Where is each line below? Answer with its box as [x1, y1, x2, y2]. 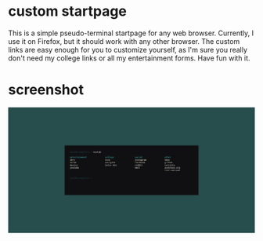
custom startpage [8, 2, 128, 20]
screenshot [8, 81, 85, 99]
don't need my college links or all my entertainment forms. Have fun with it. [8, 53, 250, 63]
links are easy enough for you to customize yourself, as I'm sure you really [8, 45, 248, 54]
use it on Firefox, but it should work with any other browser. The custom [8, 36, 240, 46]
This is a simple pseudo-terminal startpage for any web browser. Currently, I [8, 28, 254, 38]
